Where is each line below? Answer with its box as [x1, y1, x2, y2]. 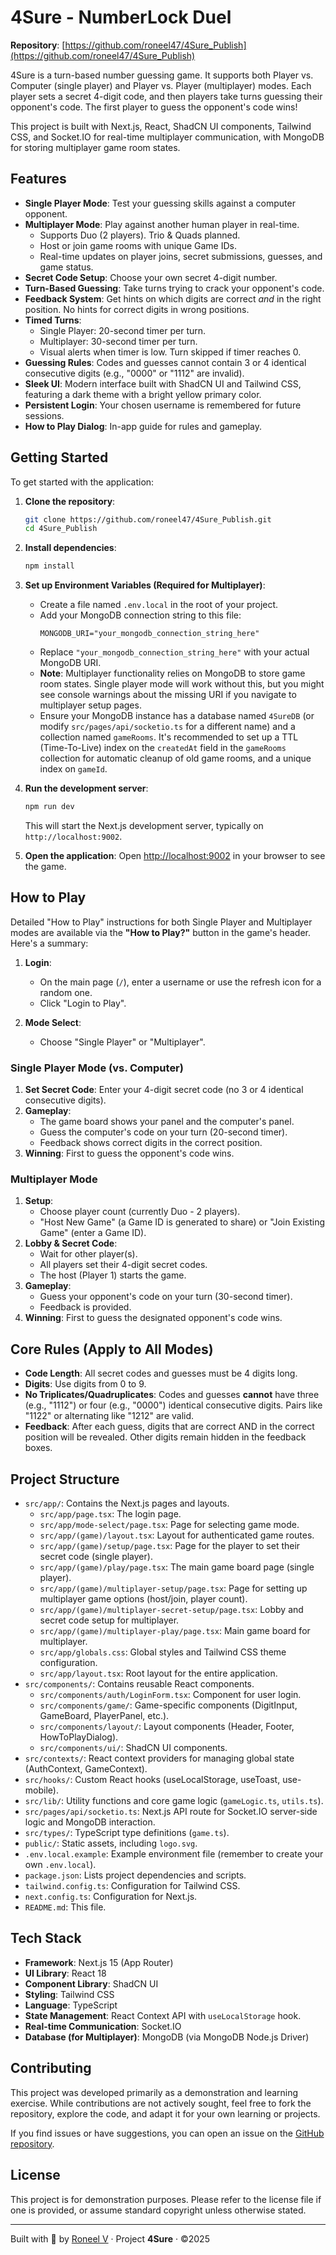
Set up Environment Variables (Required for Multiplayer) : [24, 579, 266, 591]
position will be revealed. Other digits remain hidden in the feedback [24, 1431, 307, 1443]
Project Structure [10, 1471, 120, 1488]
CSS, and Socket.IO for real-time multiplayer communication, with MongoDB [10, 131, 325, 143]
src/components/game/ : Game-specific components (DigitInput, [39, 1699, 298, 1711]
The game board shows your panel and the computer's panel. [39, 1116, 295, 1128]
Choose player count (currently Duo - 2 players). [39, 1206, 241, 1218]
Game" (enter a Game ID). [39, 1227, 147, 1239]
